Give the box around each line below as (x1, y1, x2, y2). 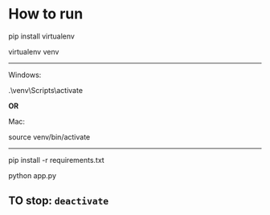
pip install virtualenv (8, 31, 75, 41)
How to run (8, 5, 84, 23)
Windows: (8, 70, 42, 79)
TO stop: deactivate (8, 194, 109, 208)
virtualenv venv (8, 47, 59, 56)
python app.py (8, 170, 57, 181)
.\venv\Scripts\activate (8, 85, 83, 95)
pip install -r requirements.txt (8, 155, 104, 164)
